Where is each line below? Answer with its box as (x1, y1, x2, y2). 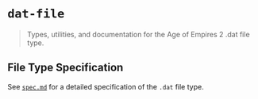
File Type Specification (7, 61, 124, 74)
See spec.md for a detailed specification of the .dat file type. (7, 82, 204, 91)
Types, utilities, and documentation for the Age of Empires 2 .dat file (26, 29, 251, 39)
